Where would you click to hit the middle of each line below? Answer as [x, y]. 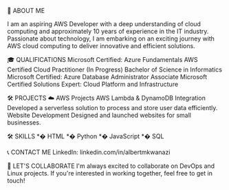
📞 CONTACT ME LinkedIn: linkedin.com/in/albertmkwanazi [89, 152]
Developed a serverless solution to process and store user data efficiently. [112, 108]
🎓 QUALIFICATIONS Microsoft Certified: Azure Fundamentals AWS [102, 60]
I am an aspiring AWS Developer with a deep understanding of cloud [104, 24]
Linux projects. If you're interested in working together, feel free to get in [110, 173]
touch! [16, 180]
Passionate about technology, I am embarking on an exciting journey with [111, 39]
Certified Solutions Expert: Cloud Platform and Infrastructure [93, 84]
